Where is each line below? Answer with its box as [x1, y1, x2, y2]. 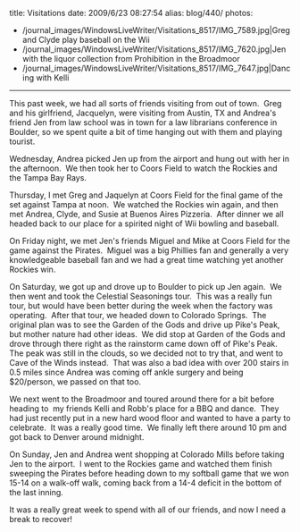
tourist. [9, 136, 36, 147]
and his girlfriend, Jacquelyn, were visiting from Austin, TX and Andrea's [9, 107, 277, 118]
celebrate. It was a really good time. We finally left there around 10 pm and [9, 422, 287, 433]
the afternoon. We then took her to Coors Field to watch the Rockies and [9, 163, 279, 173]
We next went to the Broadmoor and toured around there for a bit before [9, 393, 275, 404]
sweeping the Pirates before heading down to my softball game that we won [9, 469, 289, 478]
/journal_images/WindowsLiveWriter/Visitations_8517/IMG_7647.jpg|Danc [21, 63, 291, 73]
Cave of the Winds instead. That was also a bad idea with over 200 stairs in [9, 358, 289, 367]
